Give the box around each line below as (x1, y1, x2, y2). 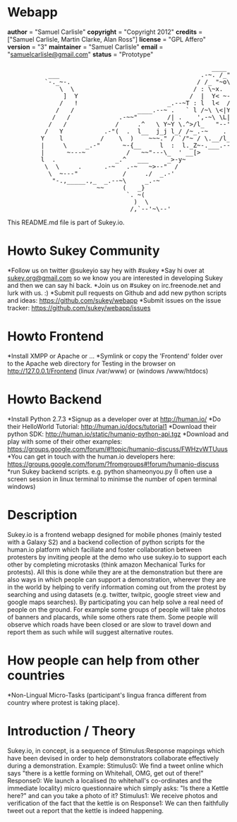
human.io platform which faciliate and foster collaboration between (7, 545, 202, 554)
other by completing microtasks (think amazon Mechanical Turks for (7, 560, 206, 569)
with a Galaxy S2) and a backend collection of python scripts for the (7, 538, 205, 546)
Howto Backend (7, 392, 102, 407)
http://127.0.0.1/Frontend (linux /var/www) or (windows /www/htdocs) (7, 366, 209, 375)
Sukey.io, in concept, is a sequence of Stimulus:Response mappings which (7, 746, 224, 755)
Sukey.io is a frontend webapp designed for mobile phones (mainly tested (7, 530, 222, 538)
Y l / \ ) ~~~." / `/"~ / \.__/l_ (40, 134, 231, 142)
